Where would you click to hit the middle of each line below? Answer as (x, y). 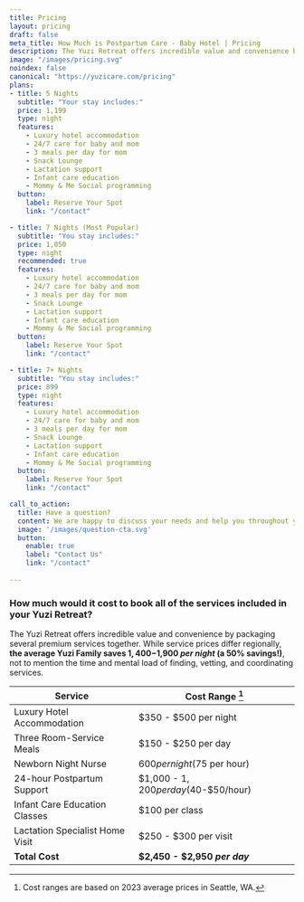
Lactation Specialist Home (69, 831)
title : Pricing (38, 18)
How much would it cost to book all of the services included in (148, 603)
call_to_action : (40, 504)
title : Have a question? (64, 512)
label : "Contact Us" (64, 555)
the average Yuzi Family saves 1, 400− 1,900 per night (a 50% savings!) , (147, 653)
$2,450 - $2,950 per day (194, 857)
